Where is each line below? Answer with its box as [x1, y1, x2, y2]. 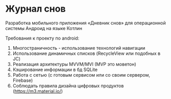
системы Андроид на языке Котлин [5, 25, 83, 31]
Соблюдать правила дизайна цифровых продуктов [12, 82, 124, 89]
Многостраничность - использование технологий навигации [12, 45, 145, 51]
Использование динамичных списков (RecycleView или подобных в [12, 50, 161, 56]
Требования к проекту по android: [5, 35, 80, 41]
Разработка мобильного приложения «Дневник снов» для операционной [5, 20, 166, 26]
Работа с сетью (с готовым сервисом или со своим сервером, [12, 72, 151, 78]
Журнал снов [5, 3, 66, 15]
